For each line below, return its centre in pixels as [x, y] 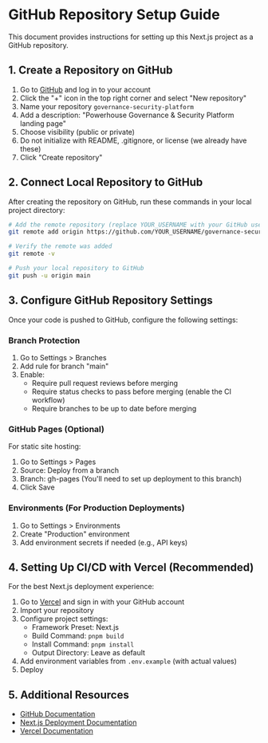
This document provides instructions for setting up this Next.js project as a [131, 37]
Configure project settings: [64, 619]
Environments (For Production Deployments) [97, 508]
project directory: [37, 210]
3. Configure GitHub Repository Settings [110, 301]
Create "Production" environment [75, 534]
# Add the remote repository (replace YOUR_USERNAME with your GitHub [128, 225]
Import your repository [57, 611]
